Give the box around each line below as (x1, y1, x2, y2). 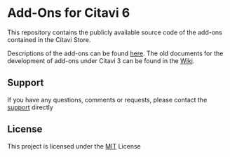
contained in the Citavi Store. (7, 35, 91, 43)
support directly (7, 103, 54, 111)
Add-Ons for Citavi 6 (7, 5, 130, 21)
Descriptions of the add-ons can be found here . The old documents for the (7, 49, 224, 57)
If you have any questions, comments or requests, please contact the (7, 95, 208, 104)
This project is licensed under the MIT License (7, 142, 142, 150)
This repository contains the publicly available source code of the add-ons (7, 28, 222, 36)
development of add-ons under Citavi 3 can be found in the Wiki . (7, 56, 195, 64)
